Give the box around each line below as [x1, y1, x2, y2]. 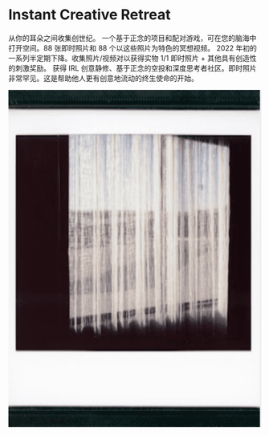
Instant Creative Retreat [8, 6, 171, 24]
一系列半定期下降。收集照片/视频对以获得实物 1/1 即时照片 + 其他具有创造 [8, 53, 251, 63]
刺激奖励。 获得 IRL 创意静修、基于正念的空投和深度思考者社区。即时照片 [14, 63, 257, 73]
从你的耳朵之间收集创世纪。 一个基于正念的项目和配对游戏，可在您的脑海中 [8, 33, 257, 43]
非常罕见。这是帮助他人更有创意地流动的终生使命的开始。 [8, 73, 198, 83]
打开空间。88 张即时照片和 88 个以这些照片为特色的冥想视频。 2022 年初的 [8, 43, 257, 53]
